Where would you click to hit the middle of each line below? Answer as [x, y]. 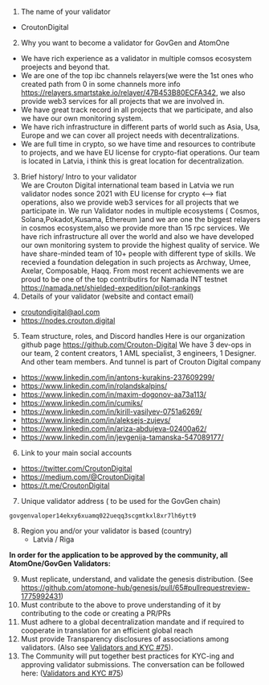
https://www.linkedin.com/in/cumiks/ [82, 403]
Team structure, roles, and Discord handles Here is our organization [133, 336]
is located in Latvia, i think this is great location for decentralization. [132, 161]
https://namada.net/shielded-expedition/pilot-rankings [111, 288]
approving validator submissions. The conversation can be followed [132, 664]
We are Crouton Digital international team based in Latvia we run [127, 185]
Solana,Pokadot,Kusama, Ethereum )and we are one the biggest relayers [141, 219]
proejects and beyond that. [65, 67]
